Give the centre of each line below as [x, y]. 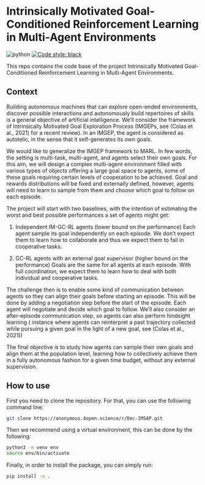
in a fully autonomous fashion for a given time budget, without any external [101, 360]
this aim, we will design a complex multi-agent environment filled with [94, 164]
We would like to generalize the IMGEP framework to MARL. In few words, [99, 151]
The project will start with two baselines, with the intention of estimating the [102, 208]
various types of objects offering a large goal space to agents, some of [96, 170]
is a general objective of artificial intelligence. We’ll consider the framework [101, 119]
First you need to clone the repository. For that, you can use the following [99, 400]
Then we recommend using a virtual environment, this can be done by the [99, 430]
